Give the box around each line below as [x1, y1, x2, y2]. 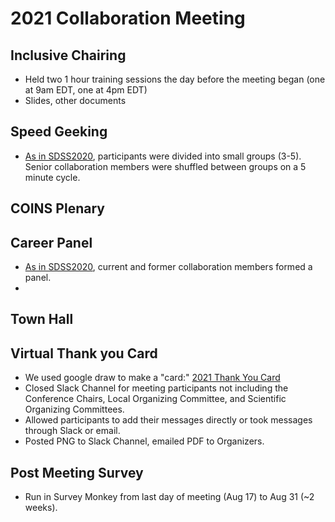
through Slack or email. [24, 425, 121, 437]
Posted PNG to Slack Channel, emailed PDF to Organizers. [24, 435, 265, 447]
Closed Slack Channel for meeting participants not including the [24, 382, 289, 394]
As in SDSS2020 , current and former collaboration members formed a [24, 261, 313, 273]
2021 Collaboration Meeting [10, 7, 246, 30]
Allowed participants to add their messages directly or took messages [24, 414, 313, 426]
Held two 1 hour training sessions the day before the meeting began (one [24, 73, 326, 85]
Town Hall [10, 311, 74, 328]
